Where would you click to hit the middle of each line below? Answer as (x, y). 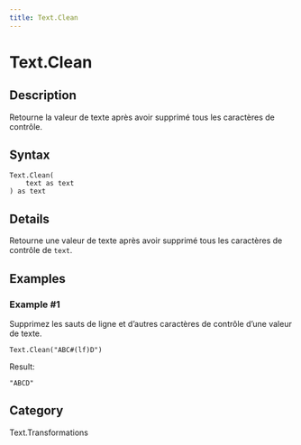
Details (29, 218)
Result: (22, 367)
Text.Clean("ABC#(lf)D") (56, 350)
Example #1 (35, 304)
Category (36, 411)
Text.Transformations (49, 432)
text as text (50, 184)
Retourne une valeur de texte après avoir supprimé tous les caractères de (146, 241)
